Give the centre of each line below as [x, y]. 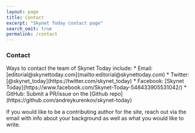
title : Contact [25, 17]
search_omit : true [29, 29]
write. [13, 125]
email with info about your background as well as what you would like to [95, 119]
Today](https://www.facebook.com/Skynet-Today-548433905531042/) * [97, 87]
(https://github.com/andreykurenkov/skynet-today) [69, 101]
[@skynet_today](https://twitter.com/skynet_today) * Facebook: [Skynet [95, 81]
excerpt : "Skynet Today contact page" [55, 23]
